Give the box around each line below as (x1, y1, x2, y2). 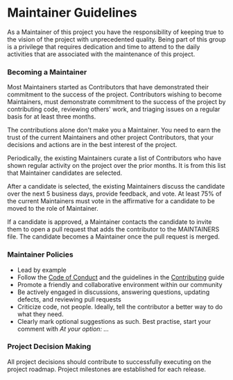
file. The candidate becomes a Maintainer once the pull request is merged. (7, 232, 221, 241)
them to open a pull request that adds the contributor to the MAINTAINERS (7, 225, 220, 234)
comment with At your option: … (17, 325, 110, 333)
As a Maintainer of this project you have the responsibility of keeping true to (7, 28, 224, 36)
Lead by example (17, 266, 67, 274)
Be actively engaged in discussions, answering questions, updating (17, 288, 210, 296)
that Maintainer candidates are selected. (7, 169, 123, 178)
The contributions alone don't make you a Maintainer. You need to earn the (7, 126, 221, 135)
